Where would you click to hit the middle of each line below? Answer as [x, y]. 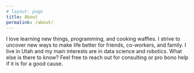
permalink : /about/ [30, 22]
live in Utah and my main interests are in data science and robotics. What [94, 51]
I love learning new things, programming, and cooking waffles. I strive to [93, 39]
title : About [22, 17]
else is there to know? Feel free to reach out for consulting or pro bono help [97, 58]
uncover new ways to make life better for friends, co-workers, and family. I [96, 45]
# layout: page [25, 11]
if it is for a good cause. [35, 64]
